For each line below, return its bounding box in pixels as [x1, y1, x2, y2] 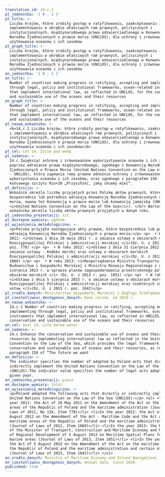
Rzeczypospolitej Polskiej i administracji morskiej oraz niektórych [9, 281, 155, 287]
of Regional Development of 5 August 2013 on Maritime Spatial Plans [9, 432, 155, 438]
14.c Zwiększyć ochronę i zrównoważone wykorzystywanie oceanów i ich [9, 158, 157, 163]
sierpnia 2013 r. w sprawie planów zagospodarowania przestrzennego [9, 268, 153, 273]
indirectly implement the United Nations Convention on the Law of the [9, 364, 160, 369]
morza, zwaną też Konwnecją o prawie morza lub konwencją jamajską [9, 199, 151, 204]
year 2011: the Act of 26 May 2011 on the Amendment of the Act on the [9, 400, 160, 406]
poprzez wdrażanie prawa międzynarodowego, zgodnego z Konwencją [9, 163, 146, 168]
